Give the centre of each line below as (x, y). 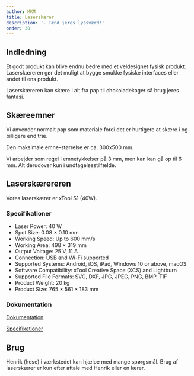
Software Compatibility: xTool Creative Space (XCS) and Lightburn (96, 270)
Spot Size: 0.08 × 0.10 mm (47, 232)
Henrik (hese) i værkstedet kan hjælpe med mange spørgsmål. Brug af (92, 362)
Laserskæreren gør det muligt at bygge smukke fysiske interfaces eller (93, 73)
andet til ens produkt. (32, 79)
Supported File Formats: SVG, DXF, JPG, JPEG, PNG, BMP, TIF (91, 277)
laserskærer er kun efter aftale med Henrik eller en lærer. (76, 368)
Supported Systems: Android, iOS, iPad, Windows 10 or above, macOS (101, 263)
